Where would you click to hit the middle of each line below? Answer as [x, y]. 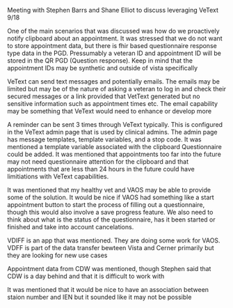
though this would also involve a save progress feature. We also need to [110, 212]
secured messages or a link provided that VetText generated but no [104, 96]
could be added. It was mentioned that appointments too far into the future [114, 154]
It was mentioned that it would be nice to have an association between [108, 290]
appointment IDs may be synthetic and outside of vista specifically [103, 68]
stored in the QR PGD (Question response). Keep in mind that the [100, 61]
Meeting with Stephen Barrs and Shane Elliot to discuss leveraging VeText [113, 10]
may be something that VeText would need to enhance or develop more [110, 111]
